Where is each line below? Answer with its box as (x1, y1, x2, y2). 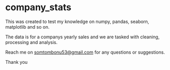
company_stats (5, 2, 71, 13)
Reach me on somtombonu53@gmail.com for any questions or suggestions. (5, 49, 165, 55)
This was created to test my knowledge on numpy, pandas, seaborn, (5, 18, 150, 25)
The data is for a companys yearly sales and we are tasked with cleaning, (5, 34, 160, 40)
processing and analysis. (5, 39, 58, 45)
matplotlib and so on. (5, 24, 50, 30)
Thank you (5, 59, 28, 65)
